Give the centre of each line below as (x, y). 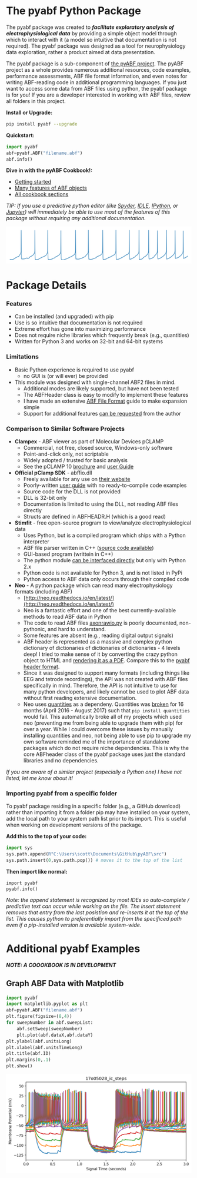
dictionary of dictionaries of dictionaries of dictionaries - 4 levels (102, 648)
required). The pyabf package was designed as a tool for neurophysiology (96, 46)
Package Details (46, 285)
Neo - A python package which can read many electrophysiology (94, 585)
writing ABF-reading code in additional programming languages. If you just (96, 82)
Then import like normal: (37, 871)
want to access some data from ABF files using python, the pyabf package (96, 88)
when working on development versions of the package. (74, 825)
